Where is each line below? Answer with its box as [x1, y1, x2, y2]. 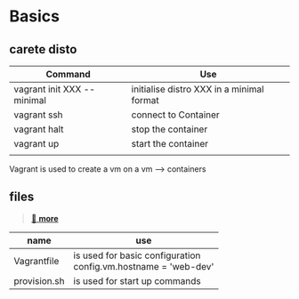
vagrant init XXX [13, 83, 82, 95]
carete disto [9, 42, 77, 57]
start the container [131, 138, 209, 149]
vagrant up [13, 138, 60, 149]
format [131, 94, 160, 106]
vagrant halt [13, 123, 64, 135]
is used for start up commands [73, 274, 202, 287]
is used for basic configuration [73, 249, 201, 262]
